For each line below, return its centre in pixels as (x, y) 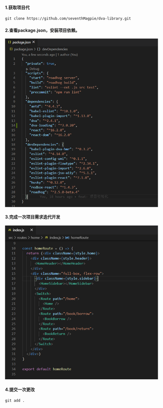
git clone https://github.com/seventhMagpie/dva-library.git (68, 19)
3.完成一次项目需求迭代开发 (33, 217)
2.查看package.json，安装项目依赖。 (42, 30)
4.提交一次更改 (20, 390)
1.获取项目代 (17, 7)
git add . (15, 401)
